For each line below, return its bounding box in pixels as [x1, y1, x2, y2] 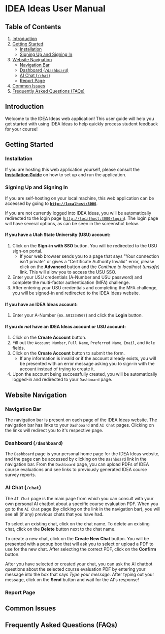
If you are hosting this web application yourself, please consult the [5, 166, 140, 172]
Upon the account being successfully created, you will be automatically [12, 371, 158, 377]
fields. [12, 345, 25, 351]
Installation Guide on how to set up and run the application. [5, 171, 127, 178]
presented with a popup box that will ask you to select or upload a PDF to [5, 541, 154, 547]
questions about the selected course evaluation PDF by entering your [5, 566, 146, 572]
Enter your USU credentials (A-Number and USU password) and [12, 275, 142, 280]
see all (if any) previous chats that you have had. [5, 511, 104, 517]
